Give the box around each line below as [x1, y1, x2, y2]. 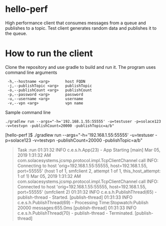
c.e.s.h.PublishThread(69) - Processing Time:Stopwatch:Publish [17, 199, 149, 205]
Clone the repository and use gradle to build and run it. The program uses [5, 64, 156, 70]
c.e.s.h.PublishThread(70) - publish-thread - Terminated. [17, 210, 134, 216]
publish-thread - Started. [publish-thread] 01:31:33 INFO [17, 194, 133, 200]
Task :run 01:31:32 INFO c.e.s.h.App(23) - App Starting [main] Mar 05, [17, 147, 161, 153]
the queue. [5, 30, 27, 36]
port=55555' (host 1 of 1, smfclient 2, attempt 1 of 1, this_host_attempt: [17, 168, 161, 174]
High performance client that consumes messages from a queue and [5, 20, 146, 26]
